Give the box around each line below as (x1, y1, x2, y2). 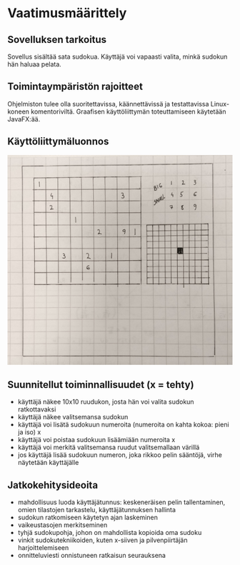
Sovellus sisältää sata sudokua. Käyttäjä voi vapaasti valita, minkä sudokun (7, 52, 228, 61)
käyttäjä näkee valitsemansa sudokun (17, 413, 129, 421)
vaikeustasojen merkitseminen (17, 521, 108, 529)
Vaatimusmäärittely (7, 5, 127, 21)
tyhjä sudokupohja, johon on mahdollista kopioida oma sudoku (17, 529, 202, 537)
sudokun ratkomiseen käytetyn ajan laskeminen (17, 513, 159, 522)
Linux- (210, 99, 230, 108)
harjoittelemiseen (17, 544, 69, 552)
